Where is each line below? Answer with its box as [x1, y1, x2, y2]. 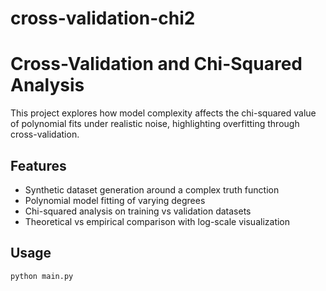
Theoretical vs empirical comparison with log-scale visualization [24, 215, 291, 227]
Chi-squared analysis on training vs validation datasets [24, 205, 252, 217]
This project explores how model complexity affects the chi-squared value [10, 107, 317, 119]
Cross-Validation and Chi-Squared [10, 53, 303, 76]
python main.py [10, 271, 74, 281]
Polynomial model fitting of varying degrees [24, 194, 206, 206]
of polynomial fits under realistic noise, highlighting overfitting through [10, 118, 300, 130]
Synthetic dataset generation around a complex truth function [24, 183, 280, 196]
